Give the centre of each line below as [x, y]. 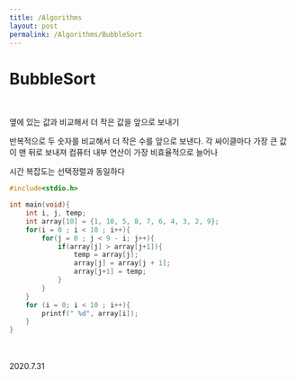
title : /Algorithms [46, 18]
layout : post [34, 26]
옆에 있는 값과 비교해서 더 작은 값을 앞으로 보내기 [94, 122]
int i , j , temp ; [56, 213]
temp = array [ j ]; [106, 255]
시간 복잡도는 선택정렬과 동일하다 [67, 172]
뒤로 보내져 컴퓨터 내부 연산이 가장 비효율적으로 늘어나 [123, 153]
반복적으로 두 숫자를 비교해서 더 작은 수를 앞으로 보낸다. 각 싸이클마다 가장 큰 [144, 141]
